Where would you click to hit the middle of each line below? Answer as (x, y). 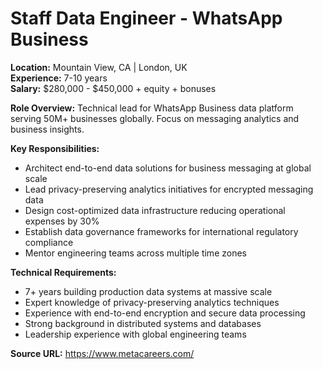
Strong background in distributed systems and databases (143, 323)
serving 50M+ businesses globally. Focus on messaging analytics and (155, 118)
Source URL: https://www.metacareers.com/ (102, 353)
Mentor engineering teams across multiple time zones (135, 253)
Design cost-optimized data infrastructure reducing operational (155, 210)
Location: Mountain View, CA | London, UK (99, 67)
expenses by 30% (62, 221)
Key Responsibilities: (55, 148)
